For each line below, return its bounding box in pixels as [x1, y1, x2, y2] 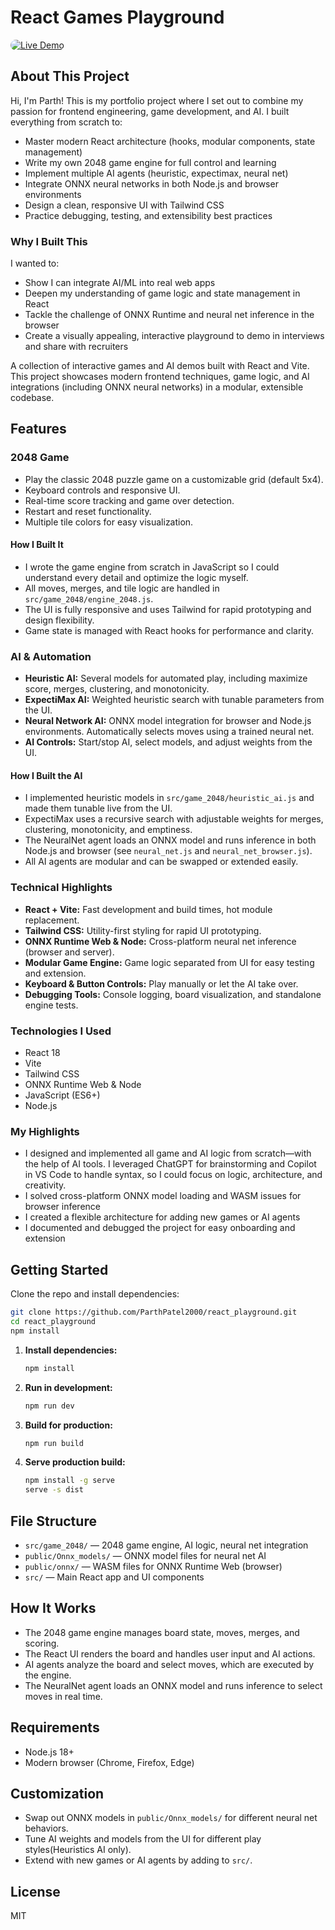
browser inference [24, 1201, 101, 1213]
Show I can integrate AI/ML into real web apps [24, 277, 216, 289]
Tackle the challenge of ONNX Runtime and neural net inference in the [24, 309, 315, 321]
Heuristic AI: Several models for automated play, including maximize [24, 672, 308, 685]
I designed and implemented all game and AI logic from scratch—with [24, 1147, 312, 1160]
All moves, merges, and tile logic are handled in [24, 582, 220, 594]
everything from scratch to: [10, 116, 123, 128]
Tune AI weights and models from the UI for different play [24, 1833, 262, 1845]
